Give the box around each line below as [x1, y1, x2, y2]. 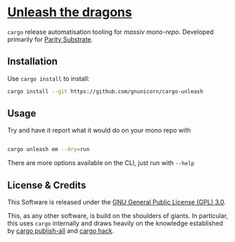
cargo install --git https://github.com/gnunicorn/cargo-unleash [7, 87, 203, 95]
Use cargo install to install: [7, 74, 90, 83]
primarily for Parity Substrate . [7, 35, 93, 43]
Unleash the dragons [7, 4, 133, 20]
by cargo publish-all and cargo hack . [7, 226, 114, 235]
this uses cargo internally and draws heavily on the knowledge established [7, 219, 224, 228]
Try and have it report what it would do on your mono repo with [7, 126, 191, 135]
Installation [7, 56, 58, 68]
